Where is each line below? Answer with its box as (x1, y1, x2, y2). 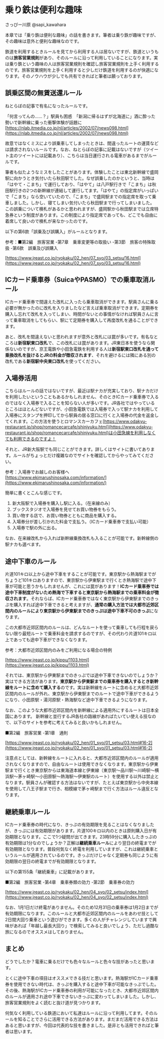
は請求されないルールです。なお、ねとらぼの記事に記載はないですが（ (5, 146, 146, 152)
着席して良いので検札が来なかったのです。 (5, 218, 90, 224)
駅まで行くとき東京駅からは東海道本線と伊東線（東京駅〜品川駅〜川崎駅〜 (5, 767, 155, 773)
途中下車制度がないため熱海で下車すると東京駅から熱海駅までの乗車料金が (5, 590, 155, 596)
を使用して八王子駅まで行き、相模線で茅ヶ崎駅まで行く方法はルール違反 (5, 786, 150, 792)
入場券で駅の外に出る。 (12, 525, 60, 531)
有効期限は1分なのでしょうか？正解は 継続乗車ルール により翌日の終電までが (5, 840, 157, 846)
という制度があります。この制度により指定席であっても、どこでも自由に (13, 212, 158, 218)
